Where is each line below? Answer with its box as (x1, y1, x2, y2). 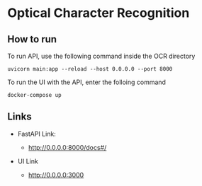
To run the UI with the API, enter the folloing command (7, 78, 167, 86)
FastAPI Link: (17, 129, 57, 138)
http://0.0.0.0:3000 (28, 170, 84, 179)
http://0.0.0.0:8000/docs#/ (28, 143, 107, 151)
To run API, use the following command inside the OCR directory (7, 52, 196, 60)
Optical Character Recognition (7, 5, 190, 21)
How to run (7, 33, 57, 45)
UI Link (17, 157, 39, 165)
